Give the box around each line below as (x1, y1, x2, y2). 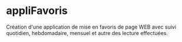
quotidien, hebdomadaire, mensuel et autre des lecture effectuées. (6, 29, 168, 36)
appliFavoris (6, 4, 68, 17)
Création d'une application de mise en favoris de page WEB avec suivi (6, 23, 177, 30)
